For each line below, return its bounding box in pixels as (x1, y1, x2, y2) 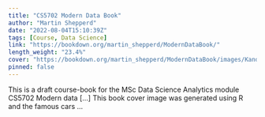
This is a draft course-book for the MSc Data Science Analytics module (8, 85, 240, 94)
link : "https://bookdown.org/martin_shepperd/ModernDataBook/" (8, 41, 221, 49)
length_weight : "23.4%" (8, 48, 87, 56)
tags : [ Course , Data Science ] (8, 33, 108, 42)
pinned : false (8, 63, 55, 71)
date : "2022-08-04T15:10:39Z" (8, 26, 108, 34)
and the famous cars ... (8, 101, 84, 111)
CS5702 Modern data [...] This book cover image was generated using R (8, 92, 244, 103)
